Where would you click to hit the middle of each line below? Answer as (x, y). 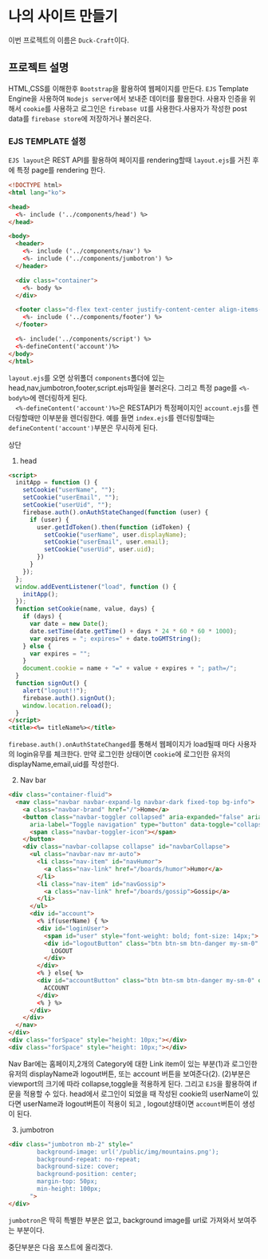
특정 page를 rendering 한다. (61, 170)
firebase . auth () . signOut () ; (69, 698)
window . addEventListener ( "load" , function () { (96, 587)
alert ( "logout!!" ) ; (55, 691)
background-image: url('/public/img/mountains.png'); (128, 1152)
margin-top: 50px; (67, 1181)
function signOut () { (51, 683)
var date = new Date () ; (69, 624)
